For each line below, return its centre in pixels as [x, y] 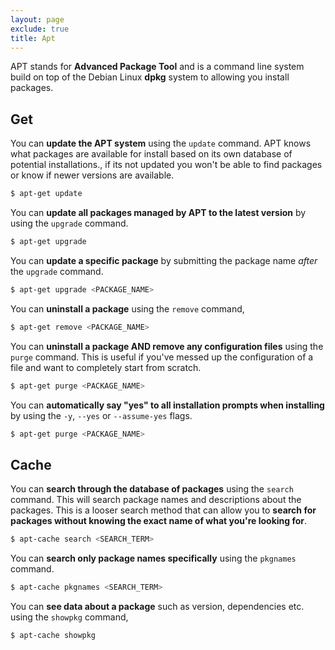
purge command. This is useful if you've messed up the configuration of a [162, 357]
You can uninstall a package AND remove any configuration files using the [167, 346]
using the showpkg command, [69, 617]
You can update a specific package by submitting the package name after [164, 260]
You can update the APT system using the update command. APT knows [161, 143]
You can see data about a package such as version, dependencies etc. [157, 606]
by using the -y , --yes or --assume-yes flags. [101, 415]
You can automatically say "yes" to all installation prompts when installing [167, 405]
